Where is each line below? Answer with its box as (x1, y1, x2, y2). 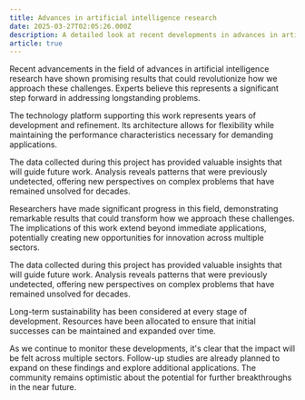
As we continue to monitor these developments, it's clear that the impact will (9, 343, 296, 355)
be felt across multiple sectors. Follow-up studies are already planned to (9, 353, 280, 364)
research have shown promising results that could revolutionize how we (9, 74, 278, 85)
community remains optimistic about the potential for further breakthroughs (9, 372, 292, 383)
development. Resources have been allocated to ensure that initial (9, 315, 256, 327)
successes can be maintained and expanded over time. (9, 325, 216, 336)
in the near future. (9, 382, 77, 393)
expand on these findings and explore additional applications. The (9, 363, 257, 374)
